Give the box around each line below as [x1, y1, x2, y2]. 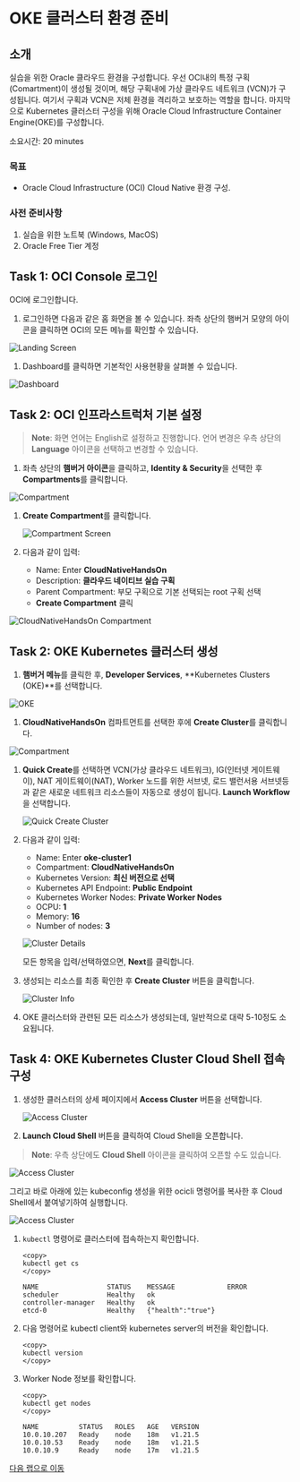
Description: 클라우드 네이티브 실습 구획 [35, 575, 176, 587]
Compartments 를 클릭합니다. [21, 474, 128, 484]
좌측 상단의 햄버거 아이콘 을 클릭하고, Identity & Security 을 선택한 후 [21, 463, 262, 474]
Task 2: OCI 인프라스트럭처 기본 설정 [9, 407, 202, 422]
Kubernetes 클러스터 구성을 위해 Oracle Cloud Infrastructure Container [25, 106, 282, 116]
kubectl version [21, 1349, 83, 1358]
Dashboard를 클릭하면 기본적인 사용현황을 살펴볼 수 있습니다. [21, 361, 238, 372]
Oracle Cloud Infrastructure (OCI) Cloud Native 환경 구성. [21, 183, 231, 193]
